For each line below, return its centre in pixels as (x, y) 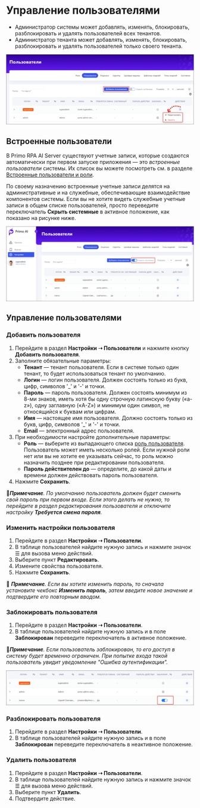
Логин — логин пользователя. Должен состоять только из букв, (106, 380)
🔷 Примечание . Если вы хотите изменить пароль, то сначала (85, 584)
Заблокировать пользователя (52, 612)
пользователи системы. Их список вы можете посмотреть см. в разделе (99, 169)
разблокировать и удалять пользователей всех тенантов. (88, 33)
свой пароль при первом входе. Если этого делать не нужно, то (88, 499)
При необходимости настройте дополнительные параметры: (93, 437)
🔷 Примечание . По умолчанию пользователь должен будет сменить (94, 493)
